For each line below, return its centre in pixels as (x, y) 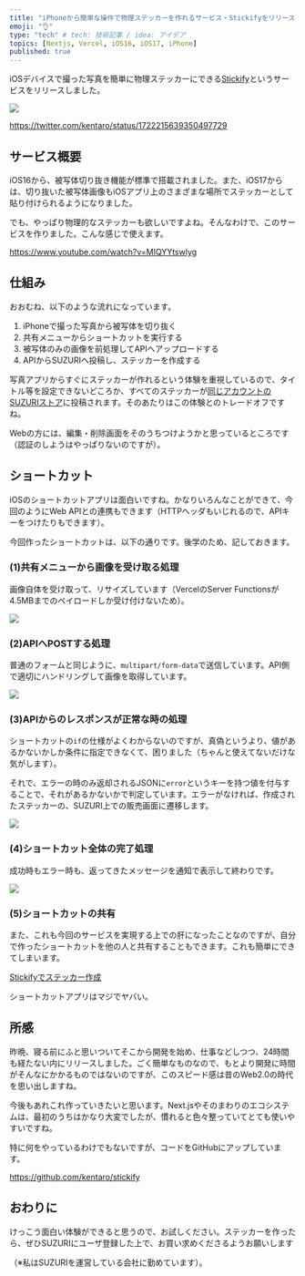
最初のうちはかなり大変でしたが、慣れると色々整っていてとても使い (160, 1116)
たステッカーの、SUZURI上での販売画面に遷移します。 (112, 806)
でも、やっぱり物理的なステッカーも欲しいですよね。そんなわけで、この (145, 222)
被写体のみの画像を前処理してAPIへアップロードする (121, 348)
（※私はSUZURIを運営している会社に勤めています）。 (108, 1262)
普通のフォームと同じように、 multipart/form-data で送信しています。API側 (149, 665)
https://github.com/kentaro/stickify (75, 1177)
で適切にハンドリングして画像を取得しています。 (101, 676)
